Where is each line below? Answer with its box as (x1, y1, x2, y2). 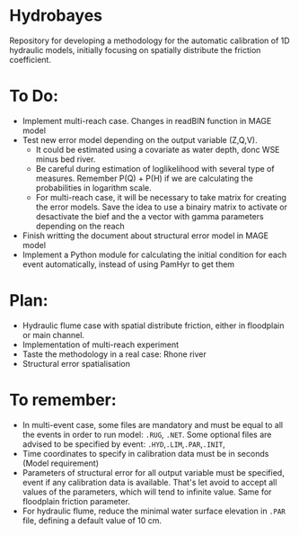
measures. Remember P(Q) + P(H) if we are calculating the (35, 173, 253, 183)
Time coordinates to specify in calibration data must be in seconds (22, 448, 269, 459)
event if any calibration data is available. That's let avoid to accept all (22, 477, 277, 487)
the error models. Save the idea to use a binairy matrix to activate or (35, 201, 288, 212)
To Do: (9, 86, 59, 106)
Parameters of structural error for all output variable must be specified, (22, 467, 285, 477)
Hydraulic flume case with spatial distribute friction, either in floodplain (22, 320, 285, 331)
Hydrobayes (9, 5, 103, 26)
